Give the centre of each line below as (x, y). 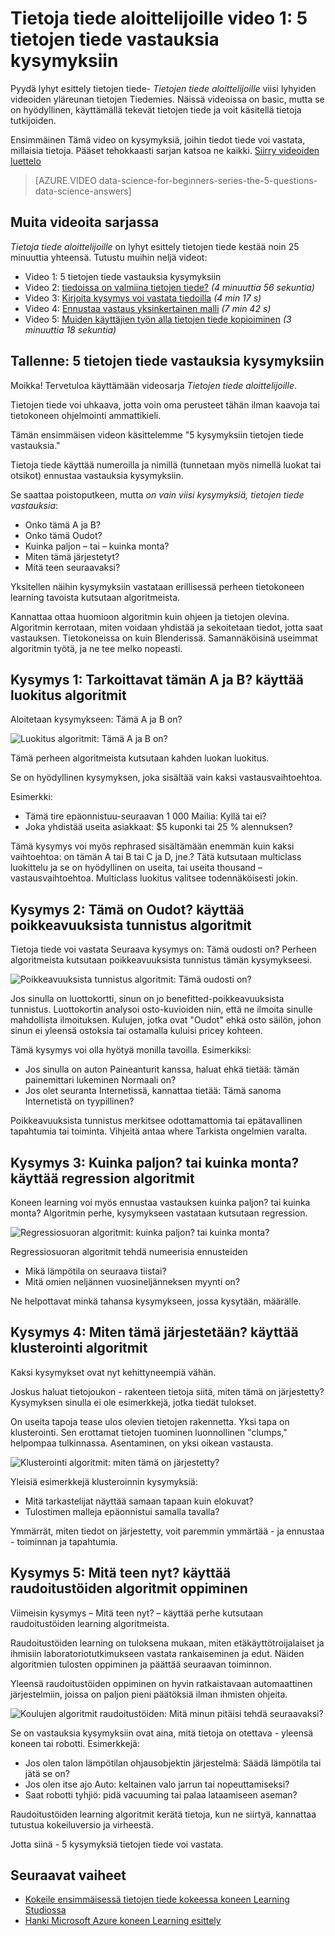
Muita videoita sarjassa (85, 222)
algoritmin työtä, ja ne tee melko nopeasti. (96, 648)
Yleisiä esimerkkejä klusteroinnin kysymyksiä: (104, 1481)
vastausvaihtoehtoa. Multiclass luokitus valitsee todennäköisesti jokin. (154, 878)
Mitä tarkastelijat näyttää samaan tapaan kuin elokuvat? (139, 1501)
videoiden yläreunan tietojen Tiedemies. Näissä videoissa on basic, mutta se (167, 99)
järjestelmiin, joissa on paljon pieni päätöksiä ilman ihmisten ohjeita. (149, 1694)
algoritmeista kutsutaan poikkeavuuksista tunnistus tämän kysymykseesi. (161, 960)
